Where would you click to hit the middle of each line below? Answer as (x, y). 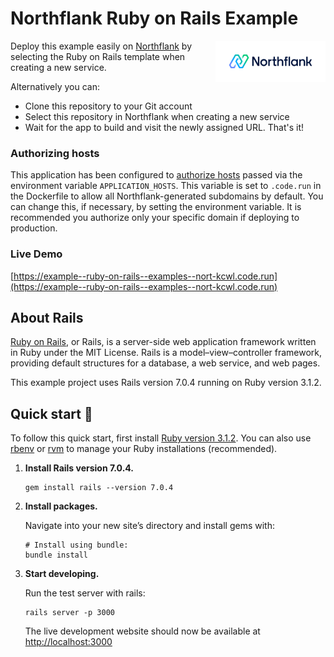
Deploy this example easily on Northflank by (101, 46)
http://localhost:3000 (68, 642)
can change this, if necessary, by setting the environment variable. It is (156, 207)
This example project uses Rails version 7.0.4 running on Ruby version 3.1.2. (166, 383)
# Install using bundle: (76, 545)
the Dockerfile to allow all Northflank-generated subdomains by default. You (167, 196)
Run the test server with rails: (85, 593)
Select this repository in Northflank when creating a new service (157, 116)
